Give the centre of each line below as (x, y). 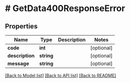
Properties (21, 26)
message (18, 63)
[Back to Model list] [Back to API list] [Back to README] (61, 76)
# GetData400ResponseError (65, 8)
